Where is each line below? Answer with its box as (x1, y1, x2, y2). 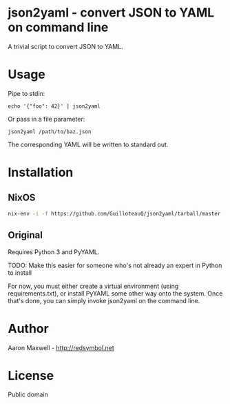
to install (8, 268, 32, 277)
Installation (8, 164, 74, 180)
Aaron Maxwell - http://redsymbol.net (8, 343, 114, 352)
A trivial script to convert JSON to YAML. (8, 42, 123, 50)
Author (8, 320, 49, 336)
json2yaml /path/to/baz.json (8, 128, 92, 135)
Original (8, 229, 43, 241)
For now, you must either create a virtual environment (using (8, 282, 179, 290)
